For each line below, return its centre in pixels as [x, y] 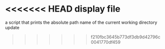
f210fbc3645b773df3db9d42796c [126, 37]
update [12, 27]
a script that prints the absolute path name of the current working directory [81, 22]
